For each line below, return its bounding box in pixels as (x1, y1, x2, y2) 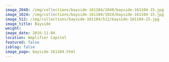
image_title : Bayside (5, 21, 51, 26)
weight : (5, 26, 22, 31)
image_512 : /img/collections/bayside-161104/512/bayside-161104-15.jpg (5, 16, 159, 21)
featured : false (5, 40, 39, 45)
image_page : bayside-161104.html (5, 49, 76, 54)
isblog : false (5, 44, 35, 49)
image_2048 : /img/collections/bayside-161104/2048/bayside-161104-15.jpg (5, 7, 164, 12)
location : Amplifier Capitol (5, 35, 67, 40)
